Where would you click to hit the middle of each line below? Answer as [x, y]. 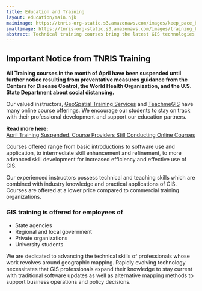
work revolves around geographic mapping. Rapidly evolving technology [96, 263]
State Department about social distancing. [60, 92]
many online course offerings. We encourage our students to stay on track [98, 110]
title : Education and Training [45, 12]
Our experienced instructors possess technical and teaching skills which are [101, 177]
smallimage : [21, 29]
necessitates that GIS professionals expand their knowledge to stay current [99, 269]
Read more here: [27, 128]
